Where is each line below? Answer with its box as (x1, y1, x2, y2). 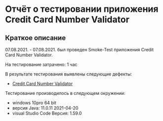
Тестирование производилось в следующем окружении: (5, 90, 125, 96)
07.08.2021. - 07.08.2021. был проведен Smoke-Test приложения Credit (5, 47, 154, 52)
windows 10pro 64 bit (12, 100, 57, 106)
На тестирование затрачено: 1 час (5, 62, 78, 67)
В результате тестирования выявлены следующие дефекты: (5, 71, 132, 77)
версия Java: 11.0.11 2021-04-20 (12, 105, 79, 111)
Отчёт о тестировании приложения (5, 3, 159, 15)
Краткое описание (5, 34, 66, 42)
